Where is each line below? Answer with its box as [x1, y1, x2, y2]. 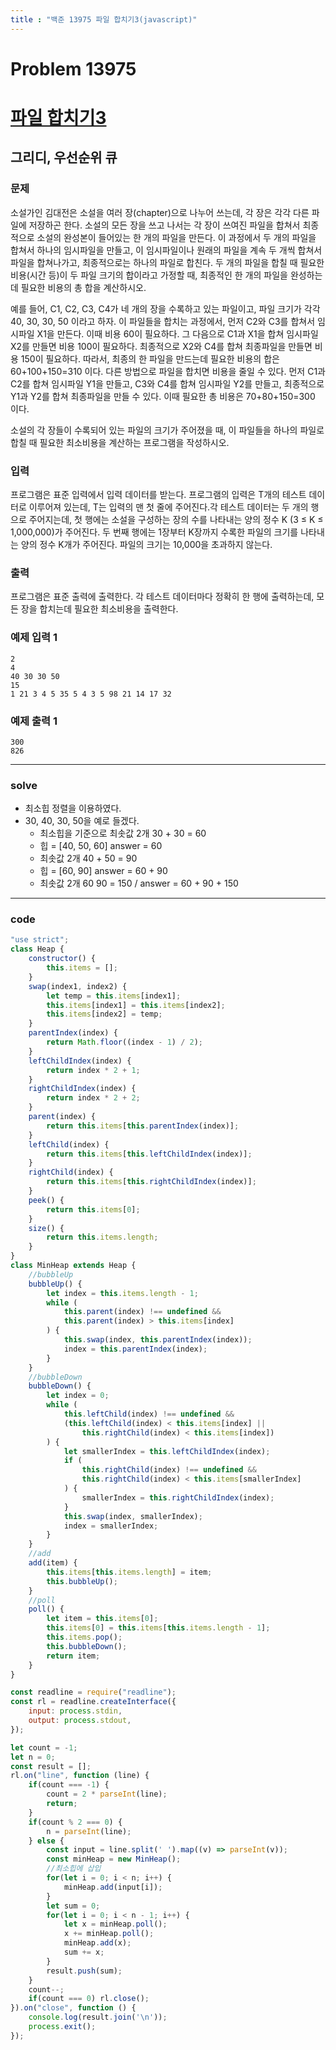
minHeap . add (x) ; [63, 1938, 132, 1948]
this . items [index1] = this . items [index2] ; [46, 1000, 226, 1010]
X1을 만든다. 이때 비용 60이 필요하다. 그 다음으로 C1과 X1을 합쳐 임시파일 [36, 327, 319, 340]
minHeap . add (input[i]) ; [63, 1882, 163, 1892]
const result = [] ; [10, 1761, 92, 1771]
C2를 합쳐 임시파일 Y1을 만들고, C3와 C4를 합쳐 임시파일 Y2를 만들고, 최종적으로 [10, 377, 325, 390]
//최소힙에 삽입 [46, 1864, 102, 1874]
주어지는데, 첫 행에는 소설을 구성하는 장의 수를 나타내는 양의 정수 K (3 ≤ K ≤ [28, 513, 324, 525]
